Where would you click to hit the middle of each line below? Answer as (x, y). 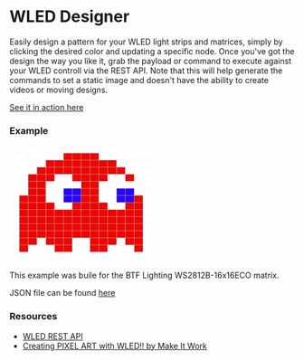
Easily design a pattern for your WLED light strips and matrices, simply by (146, 42)
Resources (33, 317)
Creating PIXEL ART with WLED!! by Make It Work (115, 346)
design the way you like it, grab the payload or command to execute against (151, 61)
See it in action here (47, 107)
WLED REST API (52, 336)
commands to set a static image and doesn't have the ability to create (139, 80)
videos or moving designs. (59, 90)
